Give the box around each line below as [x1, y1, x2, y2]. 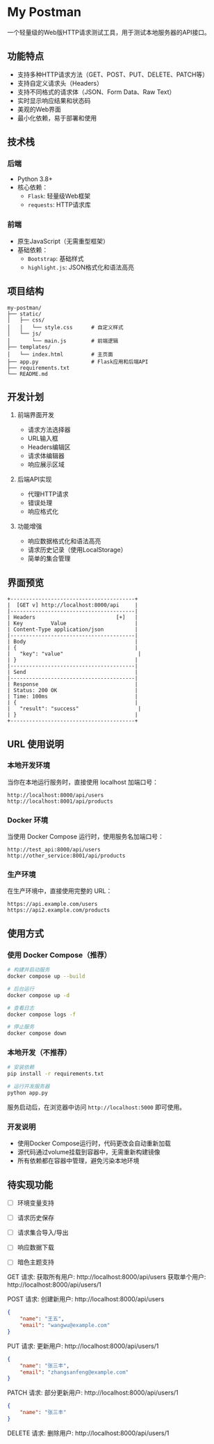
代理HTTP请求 [27, 490, 69, 499]
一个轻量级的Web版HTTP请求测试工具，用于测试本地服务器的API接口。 [7, 28, 211, 36]
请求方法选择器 [27, 425, 71, 434]
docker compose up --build [7, 973, 85, 980]
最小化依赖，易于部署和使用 [17, 113, 97, 122]
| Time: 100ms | [7, 693, 138, 700]
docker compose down [7, 1030, 67, 1037]
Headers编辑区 [27, 443, 71, 451]
